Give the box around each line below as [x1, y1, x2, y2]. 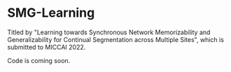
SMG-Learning [7, 5, 95, 21]
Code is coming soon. [7, 56, 71, 64]
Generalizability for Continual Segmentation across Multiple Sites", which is [7, 35, 224, 43]
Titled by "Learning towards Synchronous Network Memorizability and [7, 28, 211, 36]
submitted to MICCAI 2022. [7, 43, 86, 51]
